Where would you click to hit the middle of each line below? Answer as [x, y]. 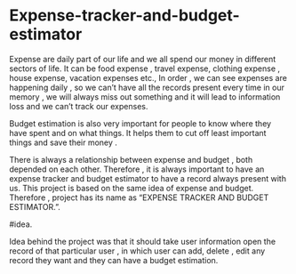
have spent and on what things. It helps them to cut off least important [138, 133]
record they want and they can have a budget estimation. [114, 260]
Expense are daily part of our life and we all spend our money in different [143, 59]
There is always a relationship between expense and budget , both [131, 159]
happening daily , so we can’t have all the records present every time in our [147, 87]
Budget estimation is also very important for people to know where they [140, 123]
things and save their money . [64, 142]
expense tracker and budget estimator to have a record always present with [148, 178]
